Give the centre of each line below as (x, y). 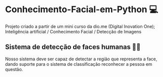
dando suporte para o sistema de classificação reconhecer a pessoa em (79, 64)
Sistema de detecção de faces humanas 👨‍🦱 (73, 47)
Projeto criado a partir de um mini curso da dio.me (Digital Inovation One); (80, 26)
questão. (14, 69)
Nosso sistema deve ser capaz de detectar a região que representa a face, (81, 59)
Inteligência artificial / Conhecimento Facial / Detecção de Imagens (73, 31)
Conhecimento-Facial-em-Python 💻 (82, 10)
